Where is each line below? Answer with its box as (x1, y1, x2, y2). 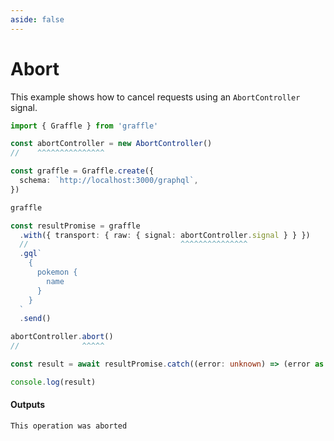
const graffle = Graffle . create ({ (10, 166, 155, 176)
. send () (19, 314, 52, 324)
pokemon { (36, 267, 78, 278)
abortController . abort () (10, 332, 114, 342)
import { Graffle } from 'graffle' (10, 121, 159, 131)
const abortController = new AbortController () (10, 139, 213, 149)
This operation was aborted (10, 421, 128, 431)
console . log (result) (10, 377, 97, 387)
